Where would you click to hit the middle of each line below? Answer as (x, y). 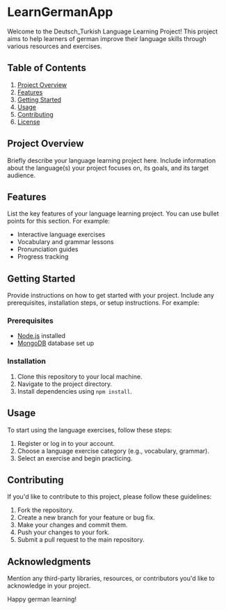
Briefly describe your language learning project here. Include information (112, 160)
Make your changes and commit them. (72, 525)
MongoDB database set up (56, 343)
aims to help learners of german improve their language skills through (107, 38)
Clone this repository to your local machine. (80, 376)
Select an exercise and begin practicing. (75, 458)
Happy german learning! (42, 600)
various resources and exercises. (55, 46)
